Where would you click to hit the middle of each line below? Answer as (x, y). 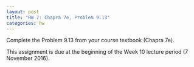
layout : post (23, 12)
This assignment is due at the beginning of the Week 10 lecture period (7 (97, 52)
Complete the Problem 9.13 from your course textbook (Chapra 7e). (90, 40)
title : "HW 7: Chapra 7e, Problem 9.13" (58, 18)
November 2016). (28, 59)
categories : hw (26, 23)
